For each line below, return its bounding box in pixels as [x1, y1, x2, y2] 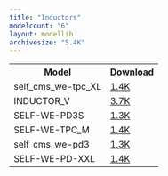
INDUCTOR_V [13, 95, 70, 108]
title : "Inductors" [9, 12, 82, 22]
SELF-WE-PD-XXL [13, 153, 96, 165]
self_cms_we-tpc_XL [13, 81, 102, 93]
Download [109, 66, 154, 78]
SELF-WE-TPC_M [13, 124, 91, 136]
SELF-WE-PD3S [13, 109, 84, 122]
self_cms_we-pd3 [13, 139, 91, 151]
